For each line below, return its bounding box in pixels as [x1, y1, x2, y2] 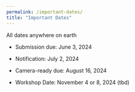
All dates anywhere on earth [6, 31, 77, 38]
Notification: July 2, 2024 [15, 55, 79, 62]
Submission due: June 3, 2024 [15, 43, 92, 51]
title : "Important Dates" [6, 15, 72, 21]
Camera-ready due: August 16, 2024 [15, 66, 107, 74]
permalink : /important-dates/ [6, 9, 83, 15]
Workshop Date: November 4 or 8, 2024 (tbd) [15, 79, 130, 86]
